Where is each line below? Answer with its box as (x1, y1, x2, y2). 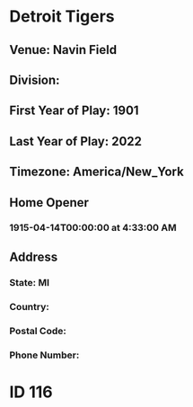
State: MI (9, 276, 50, 288)
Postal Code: (9, 324, 67, 337)
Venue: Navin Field (9, 42, 118, 58)
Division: (9, 72, 60, 87)
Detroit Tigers (9, 6, 115, 27)
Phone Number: (9, 349, 80, 361)
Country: (9, 300, 49, 313)
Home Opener (9, 195, 90, 210)
